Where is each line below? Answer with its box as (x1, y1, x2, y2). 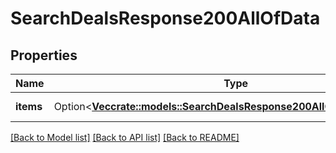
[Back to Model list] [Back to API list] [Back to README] (10, 132, 240, 143)
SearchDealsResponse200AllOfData (10, 7, 321, 30)
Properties (10, 47, 78, 64)
